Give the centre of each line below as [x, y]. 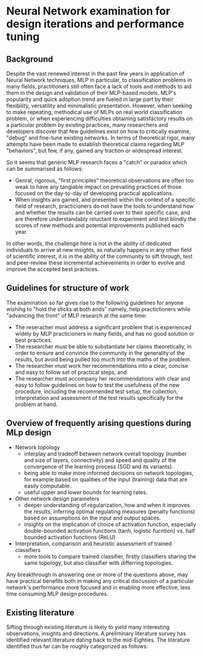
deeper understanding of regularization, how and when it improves [107, 505]
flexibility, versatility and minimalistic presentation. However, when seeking [99, 106]
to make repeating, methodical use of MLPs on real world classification [94, 112]
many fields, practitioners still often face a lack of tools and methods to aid [99, 86]
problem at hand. [36, 404]
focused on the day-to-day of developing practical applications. [94, 193]
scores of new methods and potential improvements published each [99, 225]
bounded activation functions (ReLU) [70, 537]
